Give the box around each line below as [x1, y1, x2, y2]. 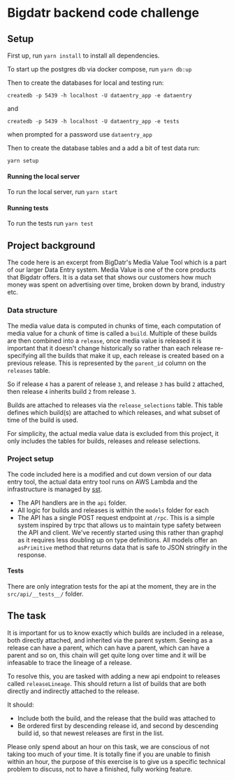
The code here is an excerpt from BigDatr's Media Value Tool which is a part [7, 258, 227, 267]
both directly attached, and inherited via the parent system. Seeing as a [7, 636, 213, 644]
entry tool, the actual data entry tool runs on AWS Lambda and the [7, 477, 198, 486]
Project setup [7, 454, 54, 464]
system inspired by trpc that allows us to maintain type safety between [17, 521, 221, 529]
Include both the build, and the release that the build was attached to [17, 713, 216, 723]
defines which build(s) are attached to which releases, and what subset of [7, 408, 221, 416]
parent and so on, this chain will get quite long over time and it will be [7, 650, 207, 659]
